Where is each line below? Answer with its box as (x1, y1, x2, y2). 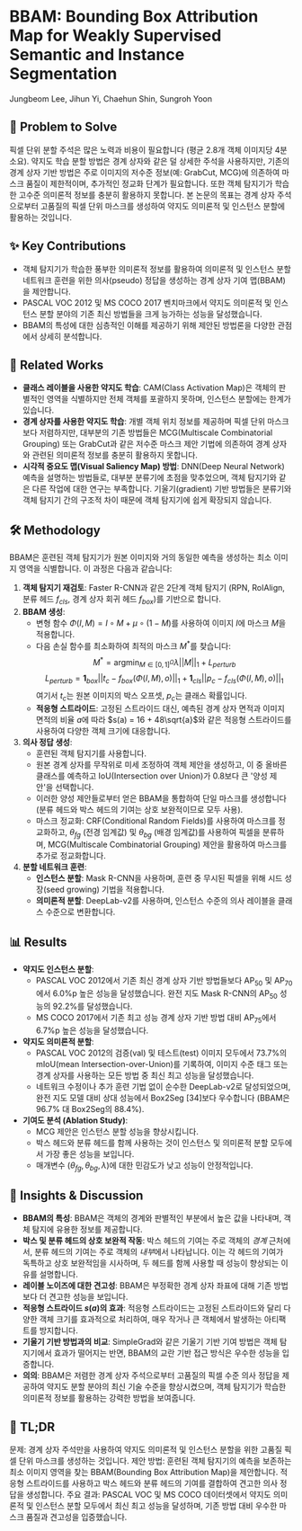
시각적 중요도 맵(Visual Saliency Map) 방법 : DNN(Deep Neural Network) (22, 461, 285, 472)
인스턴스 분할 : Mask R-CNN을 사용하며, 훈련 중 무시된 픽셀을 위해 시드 (35, 873, 283, 884)
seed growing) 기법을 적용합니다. (46, 884, 164, 895)
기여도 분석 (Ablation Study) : (22, 1115, 129, 1126)
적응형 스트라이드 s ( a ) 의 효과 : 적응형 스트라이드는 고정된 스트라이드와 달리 (22, 1303, 282, 1313)
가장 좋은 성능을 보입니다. (45, 1148, 135, 1159)
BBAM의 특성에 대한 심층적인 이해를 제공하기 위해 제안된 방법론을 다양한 (22, 319, 276, 330)
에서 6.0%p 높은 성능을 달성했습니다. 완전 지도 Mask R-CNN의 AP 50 (35, 988, 279, 1001)
